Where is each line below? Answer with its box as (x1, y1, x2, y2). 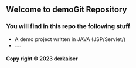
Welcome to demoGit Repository (6, 5, 127, 15)
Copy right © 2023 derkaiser (6, 55, 78, 62)
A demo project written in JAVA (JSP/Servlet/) (14, 35, 126, 43)
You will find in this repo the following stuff (6, 22, 131, 30)
